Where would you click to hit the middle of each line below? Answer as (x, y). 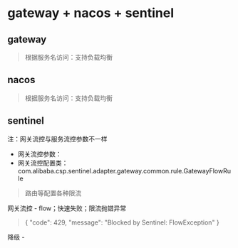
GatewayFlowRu (207, 171)
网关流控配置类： (43, 163)
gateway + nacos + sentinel (91, 13)
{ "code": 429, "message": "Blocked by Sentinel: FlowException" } (122, 222)
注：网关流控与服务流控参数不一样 (57, 139)
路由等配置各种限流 (53, 193)
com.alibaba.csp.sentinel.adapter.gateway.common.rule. (100, 171)
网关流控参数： (40, 153)
